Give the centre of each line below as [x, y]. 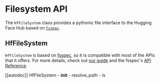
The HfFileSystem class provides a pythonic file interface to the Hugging [78, 23]
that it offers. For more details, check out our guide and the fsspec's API [78, 60]
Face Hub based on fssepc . [33, 28]
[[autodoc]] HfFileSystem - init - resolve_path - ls [55, 75]
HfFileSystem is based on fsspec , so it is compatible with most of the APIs [80, 55]
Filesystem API [36, 9]
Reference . [16, 65]
